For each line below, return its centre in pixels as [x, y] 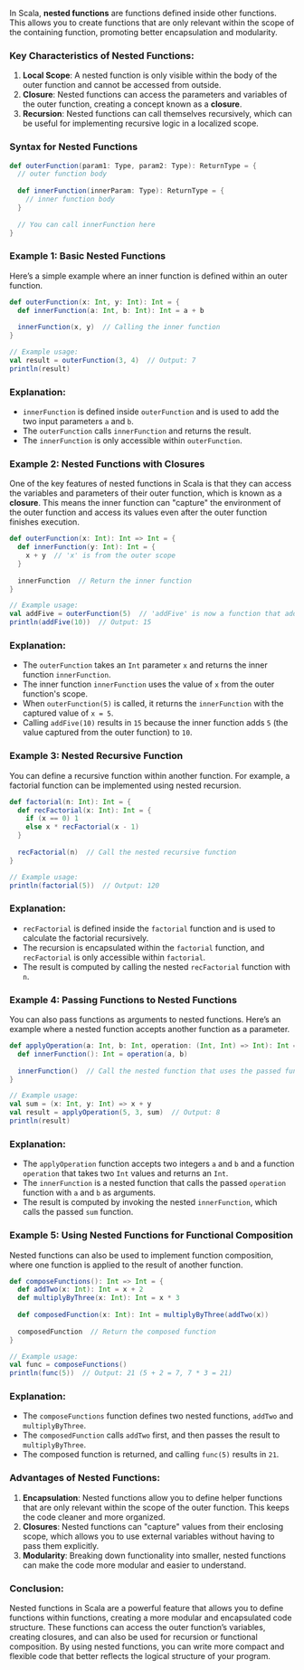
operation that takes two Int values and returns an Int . [125, 1173]
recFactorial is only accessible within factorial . [114, 957]
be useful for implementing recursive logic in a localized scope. [141, 123]
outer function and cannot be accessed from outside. [122, 85]
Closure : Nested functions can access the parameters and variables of [155, 95]
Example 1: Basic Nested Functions [87, 256]
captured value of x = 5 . [68, 713]
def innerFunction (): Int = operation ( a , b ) [103, 1054]
